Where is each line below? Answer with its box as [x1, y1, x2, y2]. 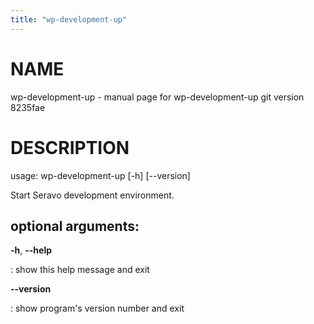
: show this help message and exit [10, 264, 150, 276]
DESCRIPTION [10, 136, 130, 159]
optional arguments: [10, 217, 140, 235]
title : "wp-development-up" [10, 14, 128, 25]
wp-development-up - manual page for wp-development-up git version [10, 91, 305, 103]
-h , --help [10, 244, 53, 256]
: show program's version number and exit [10, 302, 185, 315]
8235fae [10, 101, 46, 113]
